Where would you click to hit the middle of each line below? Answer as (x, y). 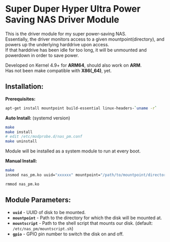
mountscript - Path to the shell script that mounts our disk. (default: (83, 223)
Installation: (25, 87)
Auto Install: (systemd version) (38, 118)
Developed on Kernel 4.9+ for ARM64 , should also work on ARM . (73, 65)
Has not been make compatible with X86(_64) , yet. (59, 70)
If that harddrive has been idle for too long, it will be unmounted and (76, 50)
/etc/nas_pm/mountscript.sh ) (43, 228)
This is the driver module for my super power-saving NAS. (66, 34)
